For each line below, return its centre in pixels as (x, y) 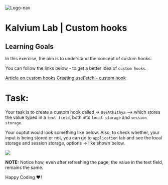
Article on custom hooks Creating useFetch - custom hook (66, 78)
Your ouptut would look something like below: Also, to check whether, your (82, 132)
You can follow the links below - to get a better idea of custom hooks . (76, 68)
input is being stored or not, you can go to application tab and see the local (83, 137)
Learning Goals (30, 46)
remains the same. (24, 167)
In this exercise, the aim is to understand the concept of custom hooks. (78, 58)
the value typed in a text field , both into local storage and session (76, 117)
